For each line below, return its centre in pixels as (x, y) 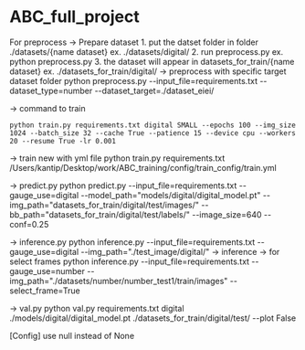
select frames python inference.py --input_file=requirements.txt (129, 261)
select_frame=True (45, 291)
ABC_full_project (74, 17)
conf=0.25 (29, 224)
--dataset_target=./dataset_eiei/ (154, 90)
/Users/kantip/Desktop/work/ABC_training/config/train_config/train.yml (143, 167)
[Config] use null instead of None (72, 335)
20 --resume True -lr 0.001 (63, 141)
